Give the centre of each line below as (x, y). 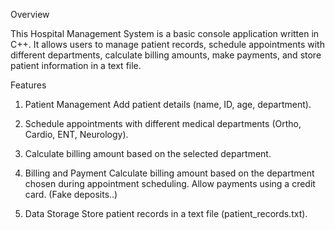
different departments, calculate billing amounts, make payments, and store (166, 55)
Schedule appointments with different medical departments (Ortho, (163, 123)
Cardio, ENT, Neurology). (76, 134)
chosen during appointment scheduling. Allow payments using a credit (170, 183)
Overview (30, 14)
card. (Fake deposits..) (71, 194)
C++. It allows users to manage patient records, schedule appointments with (167, 44)
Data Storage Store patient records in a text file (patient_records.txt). (166, 213)
